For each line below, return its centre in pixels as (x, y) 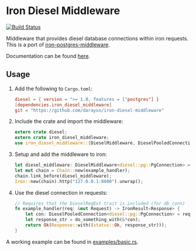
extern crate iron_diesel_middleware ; (62, 138)
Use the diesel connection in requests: (61, 192)
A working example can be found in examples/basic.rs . (72, 242)
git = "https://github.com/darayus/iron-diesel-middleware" (89, 110)
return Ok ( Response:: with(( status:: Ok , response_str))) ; (96, 225)
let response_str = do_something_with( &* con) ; (83, 220)
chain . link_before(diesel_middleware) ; (63, 176)
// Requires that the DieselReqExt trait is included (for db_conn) (100, 203)
